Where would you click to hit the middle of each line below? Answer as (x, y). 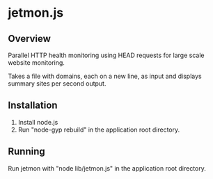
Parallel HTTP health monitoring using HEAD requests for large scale (106, 55)
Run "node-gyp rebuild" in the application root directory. (99, 130)
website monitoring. (37, 63)
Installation (33, 106)
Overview (30, 39)
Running (27, 151)
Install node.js (38, 122)
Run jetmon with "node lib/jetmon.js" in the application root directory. (107, 168)
